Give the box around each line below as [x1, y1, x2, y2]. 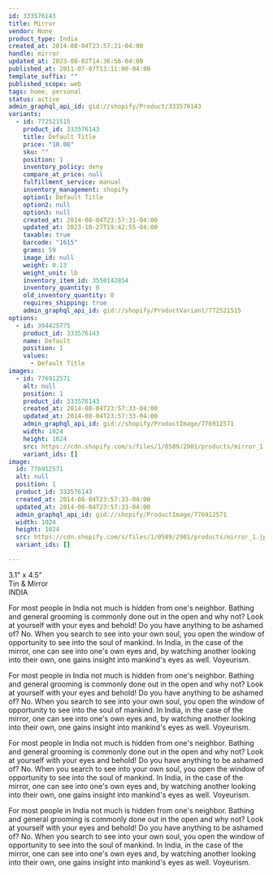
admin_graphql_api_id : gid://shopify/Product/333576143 [8, 102, 201, 110]
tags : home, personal [8, 87, 82, 96]
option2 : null [23, 201, 71, 209]
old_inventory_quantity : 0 [23, 292, 115, 300]
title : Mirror [8, 19, 57, 28]
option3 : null [23, 208, 71, 216]
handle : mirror [8, 50, 60, 58]
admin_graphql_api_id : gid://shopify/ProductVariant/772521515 [23, 306, 242, 314]
